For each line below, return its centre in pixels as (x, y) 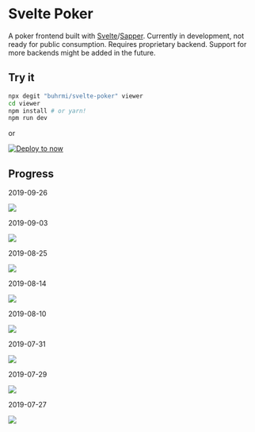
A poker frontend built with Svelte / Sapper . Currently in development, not (126, 36)
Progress (31, 174)
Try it (21, 77)
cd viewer (25, 103)
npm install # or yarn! (48, 111)
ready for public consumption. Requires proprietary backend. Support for (127, 44)
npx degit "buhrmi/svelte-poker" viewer (76, 96)
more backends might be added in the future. (82, 52)
